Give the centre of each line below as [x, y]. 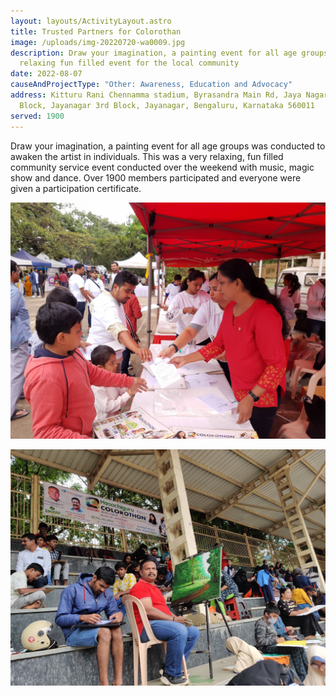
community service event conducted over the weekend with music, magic [162, 167]
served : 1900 [37, 116]
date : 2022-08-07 [46, 74]
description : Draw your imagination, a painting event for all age [154, 53]
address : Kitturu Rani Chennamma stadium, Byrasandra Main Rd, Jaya [156, 95]
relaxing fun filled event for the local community [129, 63]
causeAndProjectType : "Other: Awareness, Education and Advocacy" [151, 85]
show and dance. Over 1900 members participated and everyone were [156, 177]
